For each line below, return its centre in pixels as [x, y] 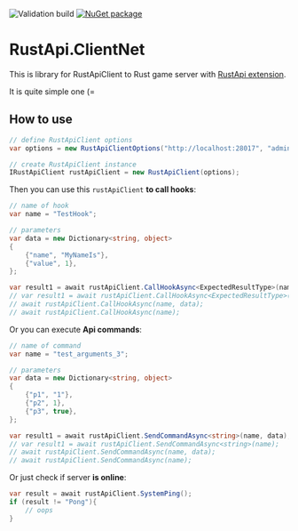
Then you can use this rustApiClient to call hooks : [103, 189]
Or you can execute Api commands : [75, 329]
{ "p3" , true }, [51, 411]
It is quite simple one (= [52, 91]
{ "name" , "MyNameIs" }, [67, 255]
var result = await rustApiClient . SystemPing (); [101, 494]
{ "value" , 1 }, [51, 263]
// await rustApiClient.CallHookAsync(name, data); [106, 304]
